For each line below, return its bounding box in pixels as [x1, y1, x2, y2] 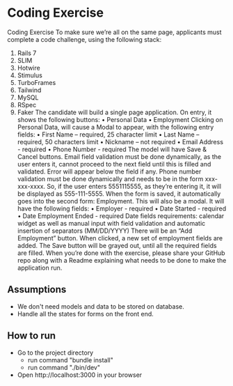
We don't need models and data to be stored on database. [17, 302, 184, 311]
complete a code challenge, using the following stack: [7, 35, 162, 43]
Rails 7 [17, 49, 37, 57]
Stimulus [17, 71, 43, 79]
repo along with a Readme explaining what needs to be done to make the [17, 256, 227, 264]
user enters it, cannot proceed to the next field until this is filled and [17, 160, 211, 168]
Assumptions [7, 284, 67, 295]
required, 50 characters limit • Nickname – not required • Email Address [17, 137, 224, 146]
